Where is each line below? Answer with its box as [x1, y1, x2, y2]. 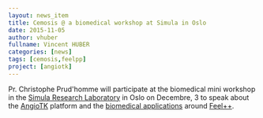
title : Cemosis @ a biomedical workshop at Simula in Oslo [8, 19, 207, 27]
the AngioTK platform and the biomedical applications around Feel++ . [8, 101, 235, 110]
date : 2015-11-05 [8, 26, 66, 34]
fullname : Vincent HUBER [8, 41, 90, 49]
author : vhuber [8, 33, 58, 42]
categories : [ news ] [8, 48, 73, 56]
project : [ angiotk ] [8, 63, 73, 71]
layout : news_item [8, 11, 69, 20]
